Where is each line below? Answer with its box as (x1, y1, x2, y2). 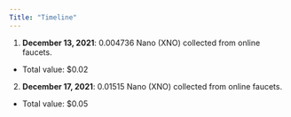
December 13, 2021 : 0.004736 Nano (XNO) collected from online (21, 37, 261, 48)
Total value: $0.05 (21, 98, 89, 109)
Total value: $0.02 (21, 64, 89, 74)
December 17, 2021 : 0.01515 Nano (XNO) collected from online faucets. (21, 81, 282, 91)
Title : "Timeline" (9, 12, 77, 22)
